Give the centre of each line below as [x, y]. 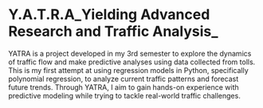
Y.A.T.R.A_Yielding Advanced [109, 15]
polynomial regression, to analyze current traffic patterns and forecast [124, 79]
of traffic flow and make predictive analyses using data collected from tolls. [132, 62]
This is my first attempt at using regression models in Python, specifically [128, 70]
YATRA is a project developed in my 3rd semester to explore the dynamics [130, 53]
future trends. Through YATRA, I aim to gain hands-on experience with [124, 87]
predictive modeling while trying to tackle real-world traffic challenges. [124, 95]
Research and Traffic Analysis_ [113, 31]
